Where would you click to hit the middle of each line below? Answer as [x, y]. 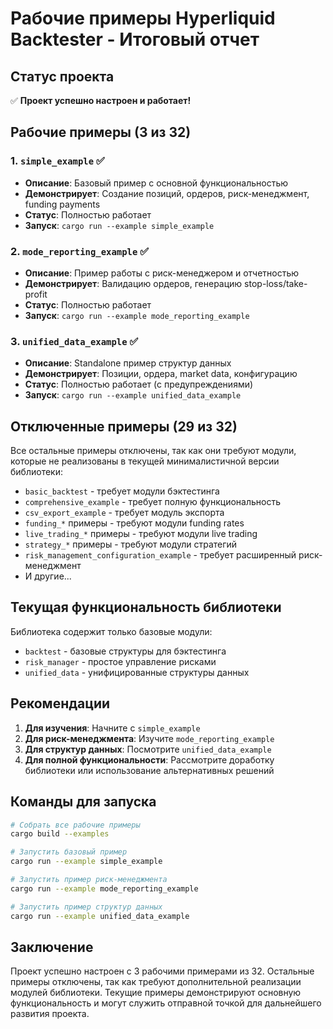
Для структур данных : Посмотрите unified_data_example [148, 749]
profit [36, 294]
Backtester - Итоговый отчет [135, 39]
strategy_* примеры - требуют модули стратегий [131, 544]
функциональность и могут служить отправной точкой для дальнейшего [166, 1003]
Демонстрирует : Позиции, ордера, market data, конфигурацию [161, 374]
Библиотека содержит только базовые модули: [111, 631]
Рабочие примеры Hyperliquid [143, 18]
